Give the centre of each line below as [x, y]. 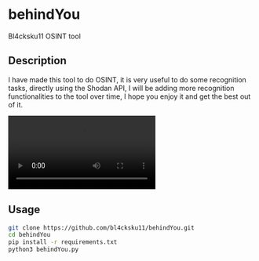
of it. [16, 104]
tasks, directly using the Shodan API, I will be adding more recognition [121, 88]
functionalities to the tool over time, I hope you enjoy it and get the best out [129, 96]
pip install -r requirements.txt [63, 242]
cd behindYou [29, 235]
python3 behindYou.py [44, 250]
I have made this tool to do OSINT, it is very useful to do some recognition [128, 79]
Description [37, 61]
